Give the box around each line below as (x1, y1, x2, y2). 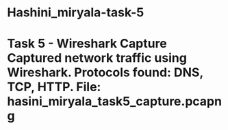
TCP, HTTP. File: (7, 80, 101, 95)
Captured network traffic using (7, 50, 187, 66)
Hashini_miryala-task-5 (7, 5, 144, 20)
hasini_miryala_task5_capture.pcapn (7, 94, 223, 110)
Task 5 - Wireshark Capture (7, 36, 168, 52)
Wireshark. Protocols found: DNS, (7, 65, 203, 80)
